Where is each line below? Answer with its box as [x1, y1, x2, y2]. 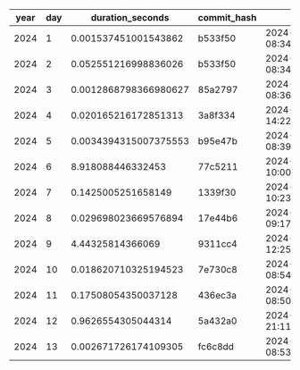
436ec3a [197, 290, 237, 301]
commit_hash [197, 12, 257, 23]
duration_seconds [90, 12, 170, 23]
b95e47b [197, 135, 238, 147]
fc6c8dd [197, 341, 235, 352]
